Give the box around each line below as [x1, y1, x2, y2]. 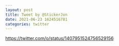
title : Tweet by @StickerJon [5, 12, 68, 17]
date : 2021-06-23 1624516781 [5, 17, 68, 22]
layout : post [5, 7, 33, 13]
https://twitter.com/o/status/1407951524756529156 [5, 35, 114, 41]
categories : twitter [5, 21, 50, 27]
